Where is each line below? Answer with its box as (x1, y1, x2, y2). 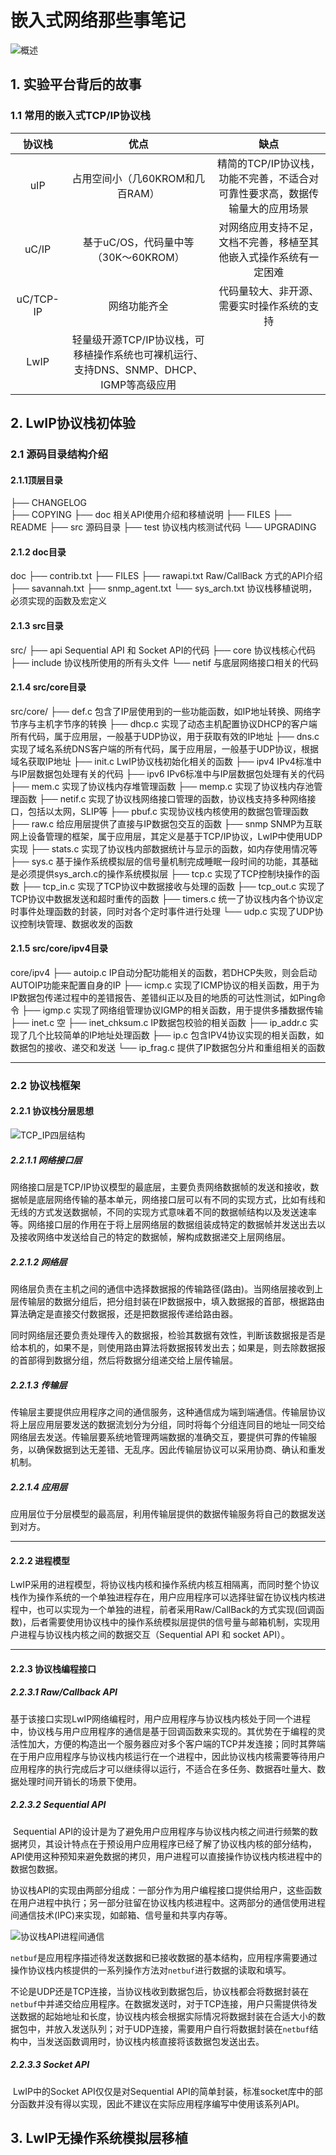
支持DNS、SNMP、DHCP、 (73, 362, 203, 376)
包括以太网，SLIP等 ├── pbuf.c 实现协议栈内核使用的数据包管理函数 (27, 805, 310, 817)
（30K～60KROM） (91, 250, 185, 264)
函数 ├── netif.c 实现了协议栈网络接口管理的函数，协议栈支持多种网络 (18, 792, 308, 805)
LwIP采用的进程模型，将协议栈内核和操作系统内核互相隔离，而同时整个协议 (10, 1579, 320, 1591)
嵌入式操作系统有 (228, 250, 310, 264)
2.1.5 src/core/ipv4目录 (10, 942, 108, 955)
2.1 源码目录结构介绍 (10, 447, 109, 461)
